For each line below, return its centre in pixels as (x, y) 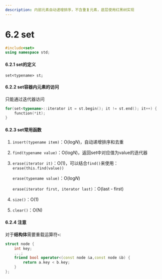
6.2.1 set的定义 (21, 64)
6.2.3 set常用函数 (23, 129)
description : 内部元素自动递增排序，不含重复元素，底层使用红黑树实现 (70, 10)
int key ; (23, 248)
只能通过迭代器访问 (25, 99)
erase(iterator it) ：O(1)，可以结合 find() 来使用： (65, 163)
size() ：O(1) (25, 199)
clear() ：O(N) (27, 210)
